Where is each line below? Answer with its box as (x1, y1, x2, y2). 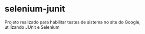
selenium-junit (4, 3, 65, 14)
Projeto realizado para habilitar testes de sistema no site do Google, (4, 19, 141, 25)
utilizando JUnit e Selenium (4, 24, 60, 30)
